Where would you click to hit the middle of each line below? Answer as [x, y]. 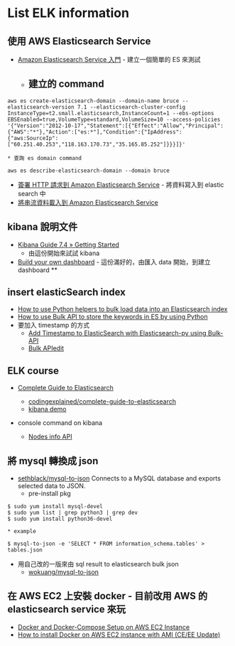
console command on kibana [60, 423]
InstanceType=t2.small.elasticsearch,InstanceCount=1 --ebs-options [111, 113]
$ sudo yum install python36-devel [60, 519]
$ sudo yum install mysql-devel [55, 507]
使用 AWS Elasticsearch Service [79, 41]
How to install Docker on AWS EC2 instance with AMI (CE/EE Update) [119, 635]
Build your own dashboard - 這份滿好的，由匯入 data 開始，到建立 [114, 262]
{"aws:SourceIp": [33, 138]
